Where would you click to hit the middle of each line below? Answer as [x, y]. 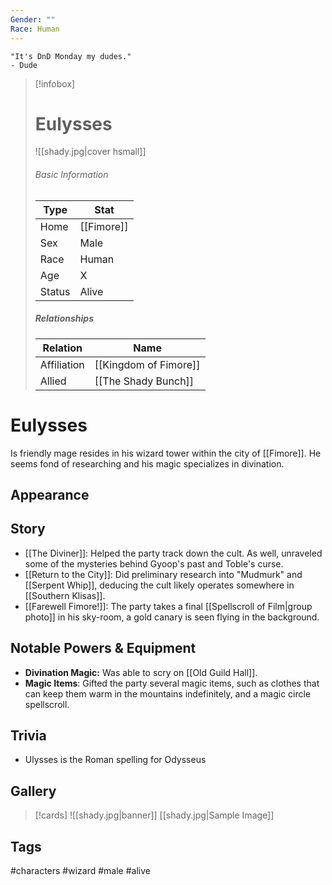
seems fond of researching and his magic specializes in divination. [147, 463]
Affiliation [62, 364]
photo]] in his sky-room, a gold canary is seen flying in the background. [172, 617]
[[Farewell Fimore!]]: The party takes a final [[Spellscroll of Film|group [168, 606]
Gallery [33, 791]
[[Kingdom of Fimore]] [147, 364]
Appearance [50, 494]
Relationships [64, 318]
